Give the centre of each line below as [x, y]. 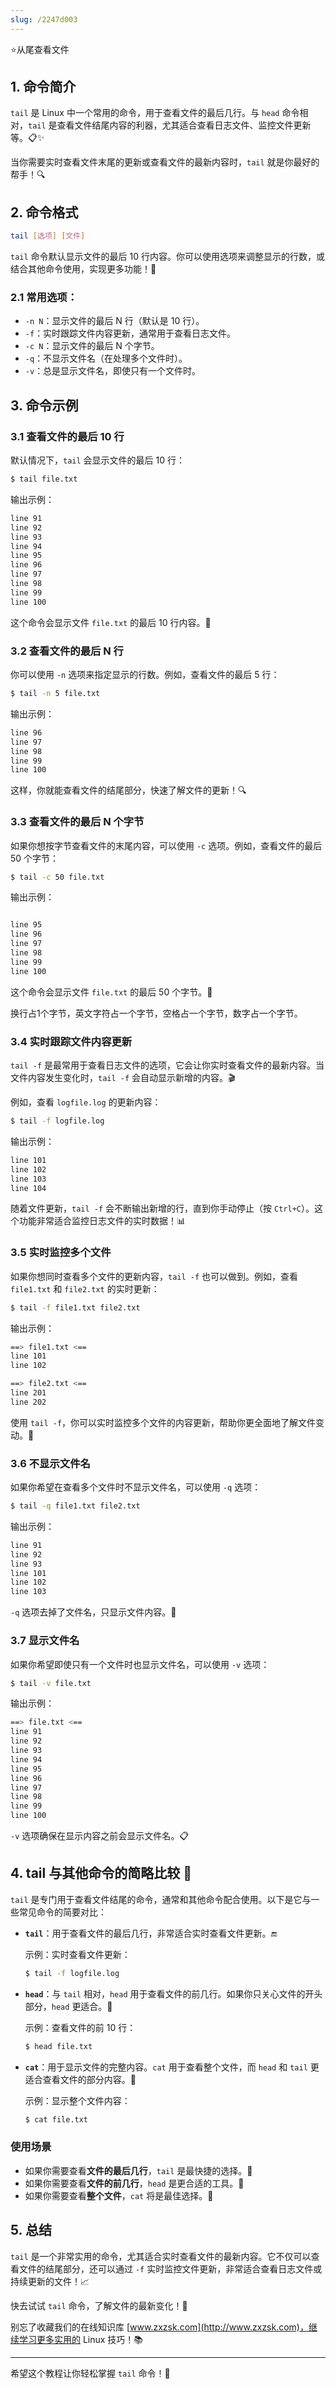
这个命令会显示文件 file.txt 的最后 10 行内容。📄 [111, 622]
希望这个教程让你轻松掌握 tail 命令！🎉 [90, 2373]
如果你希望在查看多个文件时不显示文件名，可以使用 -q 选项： [136, 1487]
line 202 [28, 1402]
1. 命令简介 [43, 87]
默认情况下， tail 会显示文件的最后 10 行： [97, 460]
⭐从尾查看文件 [40, 49]
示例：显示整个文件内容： [77, 2100]
